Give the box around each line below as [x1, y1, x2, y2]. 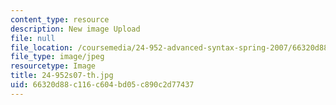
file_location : [10, 42, 74, 53]
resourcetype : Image [10, 61, 97, 71]
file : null [10, 33, 56, 43]
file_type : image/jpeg [10, 52, 105, 62]
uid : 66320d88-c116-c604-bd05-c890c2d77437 [10, 80, 195, 90]
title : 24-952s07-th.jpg [10, 71, 114, 81]
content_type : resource [10, 14, 110, 25]
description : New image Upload [10, 24, 141, 34]
